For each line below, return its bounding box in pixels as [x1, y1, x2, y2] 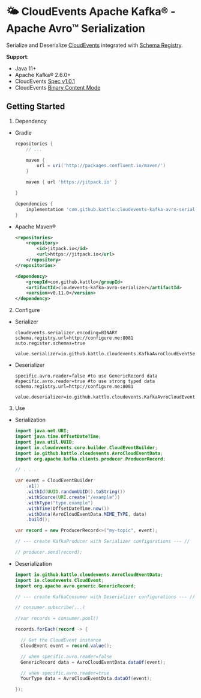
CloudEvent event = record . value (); [20, 643, 112, 649]
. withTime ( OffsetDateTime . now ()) [26, 506, 110, 512]
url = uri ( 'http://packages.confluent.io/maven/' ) [37, 163, 166, 169]
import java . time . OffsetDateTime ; [14, 433, 101, 439]
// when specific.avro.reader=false [20, 654, 112, 660]
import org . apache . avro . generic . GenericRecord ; [14, 583, 137, 589]
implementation [26, 206, 64, 212]
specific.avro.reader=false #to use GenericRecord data [14, 373, 158, 379]
